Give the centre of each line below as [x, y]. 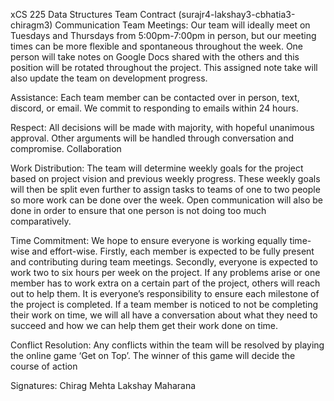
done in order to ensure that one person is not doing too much [138, 210]
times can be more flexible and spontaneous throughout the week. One [157, 46]
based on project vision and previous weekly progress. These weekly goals [165, 178]
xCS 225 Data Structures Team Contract [93, 14]
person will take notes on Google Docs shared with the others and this [155, 57]
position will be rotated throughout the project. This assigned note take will [164, 67]
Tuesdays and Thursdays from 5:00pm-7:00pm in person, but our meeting [163, 35]
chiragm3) [31, 25]
